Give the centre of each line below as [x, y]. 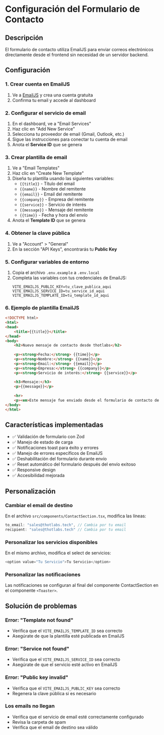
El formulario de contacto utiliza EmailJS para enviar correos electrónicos [79, 49]
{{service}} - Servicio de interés [53, 205]
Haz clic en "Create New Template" [48, 173]
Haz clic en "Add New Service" [43, 128]
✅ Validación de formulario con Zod [48, 437]
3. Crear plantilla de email [36, 157]
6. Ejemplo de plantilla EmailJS [42, 308]
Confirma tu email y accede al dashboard [54, 100]
